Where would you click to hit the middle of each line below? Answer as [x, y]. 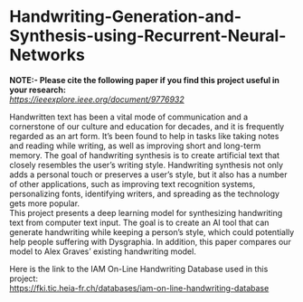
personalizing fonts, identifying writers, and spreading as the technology [145, 193]
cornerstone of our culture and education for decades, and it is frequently [147, 126]
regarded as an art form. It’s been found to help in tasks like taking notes [144, 136]
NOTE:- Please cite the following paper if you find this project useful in [145, 80]
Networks [47, 55]
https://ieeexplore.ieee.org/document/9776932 [97, 99]
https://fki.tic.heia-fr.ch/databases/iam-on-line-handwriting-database [139, 288]
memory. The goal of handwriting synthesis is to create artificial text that [145, 155]
